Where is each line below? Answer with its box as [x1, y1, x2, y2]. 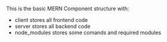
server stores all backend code [14, 23, 91, 30]
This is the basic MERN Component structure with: [6, 5, 129, 12]
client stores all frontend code [14, 17, 88, 23]
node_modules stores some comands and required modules [14, 29, 162, 36]
